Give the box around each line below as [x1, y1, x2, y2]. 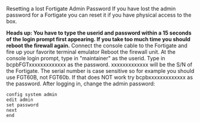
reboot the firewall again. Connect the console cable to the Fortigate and [6, 42, 187, 49]
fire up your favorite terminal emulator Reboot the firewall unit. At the [6, 48, 175, 56]
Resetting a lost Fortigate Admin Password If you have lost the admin [6, 5, 176, 12]
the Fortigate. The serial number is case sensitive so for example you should [6, 67, 195, 74]
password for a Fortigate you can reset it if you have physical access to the [6, 11, 192, 19]
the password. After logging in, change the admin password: [6, 80, 156, 87]
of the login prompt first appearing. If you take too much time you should [6, 36, 190, 42]
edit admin [6, 97, 34, 103]
